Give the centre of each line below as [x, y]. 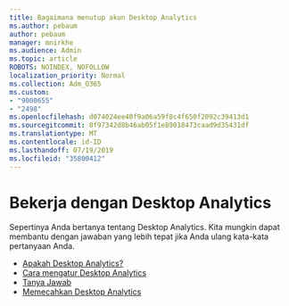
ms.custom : [29, 92]
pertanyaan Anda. [42, 246]
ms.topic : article [43, 59]
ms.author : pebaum [43, 26]
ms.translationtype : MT [54, 134]
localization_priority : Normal [67, 76]
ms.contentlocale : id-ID [55, 142]
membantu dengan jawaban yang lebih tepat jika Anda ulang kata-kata [139, 236]
